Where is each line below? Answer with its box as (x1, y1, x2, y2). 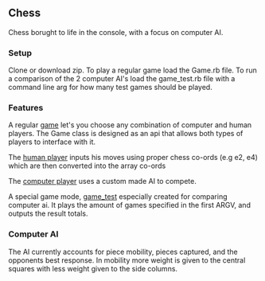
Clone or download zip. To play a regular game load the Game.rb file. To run (8, 65, 257, 75)
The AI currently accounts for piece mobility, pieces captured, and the (8, 247, 238, 256)
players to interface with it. (8, 137, 96, 146)
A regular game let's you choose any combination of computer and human (8, 120, 252, 130)
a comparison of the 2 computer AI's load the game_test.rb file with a (8, 74, 236, 84)
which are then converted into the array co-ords (8, 161, 166, 170)
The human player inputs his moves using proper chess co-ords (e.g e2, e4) (8, 153, 259, 162)
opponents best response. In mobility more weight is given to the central (8, 255, 246, 265)
